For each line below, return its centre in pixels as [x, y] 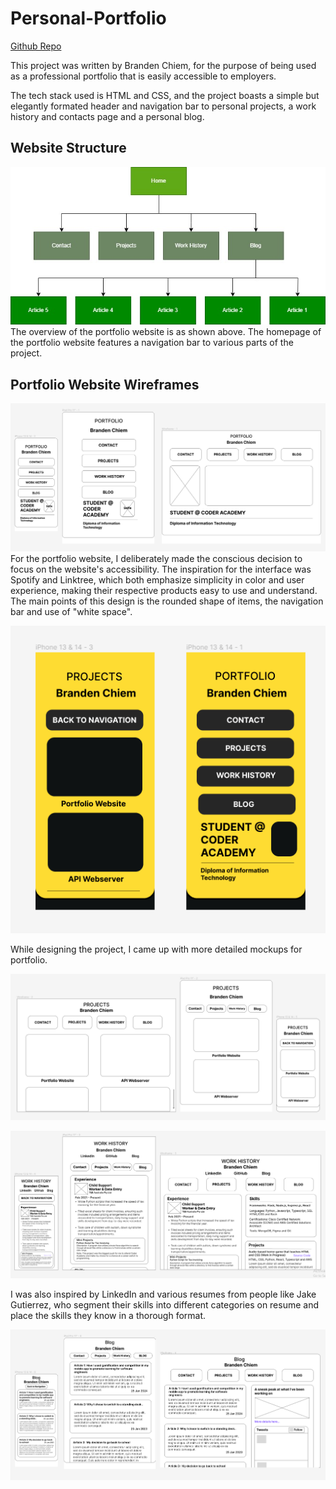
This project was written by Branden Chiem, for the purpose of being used [163, 65]
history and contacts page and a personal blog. [107, 116]
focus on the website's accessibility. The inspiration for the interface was [161, 569]
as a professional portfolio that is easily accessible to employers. [143, 76]
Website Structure [68, 148]
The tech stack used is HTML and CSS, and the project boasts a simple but [165, 95]
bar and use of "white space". [71, 611]
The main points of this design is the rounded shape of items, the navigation [167, 601]
